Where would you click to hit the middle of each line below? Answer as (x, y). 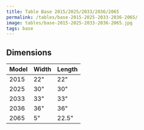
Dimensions (29, 52)
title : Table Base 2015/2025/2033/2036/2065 (63, 12)
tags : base (20, 28)
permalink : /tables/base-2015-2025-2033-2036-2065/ (72, 17)
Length (67, 69)
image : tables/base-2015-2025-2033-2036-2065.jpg (70, 23)
